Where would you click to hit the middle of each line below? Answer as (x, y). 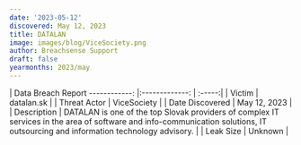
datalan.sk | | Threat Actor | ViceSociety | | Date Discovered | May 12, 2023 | (151, 102)
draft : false (34, 59)
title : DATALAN (38, 34)
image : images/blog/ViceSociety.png (78, 43)
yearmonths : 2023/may (50, 68)
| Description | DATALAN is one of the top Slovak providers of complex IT (145, 112)
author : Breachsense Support (64, 51)
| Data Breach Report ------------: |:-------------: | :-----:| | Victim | (134, 93)
